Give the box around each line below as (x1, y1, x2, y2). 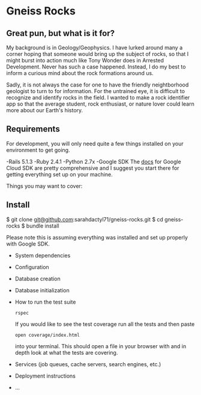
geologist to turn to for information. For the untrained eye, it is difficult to (6, 88, 185, 94)
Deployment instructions (14, 372, 76, 379)
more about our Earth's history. (6, 107, 83, 113)
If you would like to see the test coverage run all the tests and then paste (14, 320, 195, 328)
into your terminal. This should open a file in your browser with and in (14, 342, 187, 349)
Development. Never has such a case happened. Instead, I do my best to (6, 63, 186, 70)
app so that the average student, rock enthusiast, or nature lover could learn (6, 100, 195, 107)
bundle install (26, 222, 59, 229)
